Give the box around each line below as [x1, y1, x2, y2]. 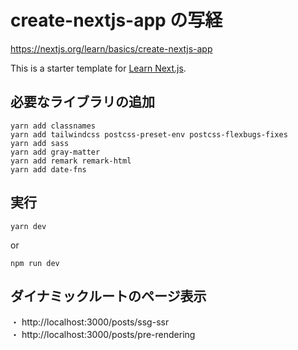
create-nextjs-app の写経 [10, 9, 223, 32]
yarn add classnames [10, 121, 97, 131]
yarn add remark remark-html [10, 156, 132, 166]
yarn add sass [10, 138, 70, 148]
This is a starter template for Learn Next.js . [10, 62, 187, 74]
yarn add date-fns [10, 164, 87, 175]
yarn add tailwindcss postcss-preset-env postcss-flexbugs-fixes [10, 129, 288, 140]
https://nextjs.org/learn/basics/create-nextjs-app [10, 42, 213, 55]
